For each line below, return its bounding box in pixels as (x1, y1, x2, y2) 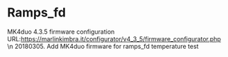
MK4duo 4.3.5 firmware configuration (7, 27, 115, 36)
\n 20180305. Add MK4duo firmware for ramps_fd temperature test (7, 42, 199, 50)
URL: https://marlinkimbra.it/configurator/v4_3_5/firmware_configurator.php (7, 34, 222, 43)
